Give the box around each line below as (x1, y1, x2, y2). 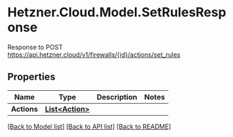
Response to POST (7, 43, 63, 51)
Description (96, 92, 138, 102)
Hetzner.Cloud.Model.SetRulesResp (7, 4, 227, 21)
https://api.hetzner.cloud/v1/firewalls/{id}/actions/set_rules (7, 50, 181, 59)
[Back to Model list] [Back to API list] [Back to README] (7, 122, 172, 131)
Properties (7, 71, 56, 83)
